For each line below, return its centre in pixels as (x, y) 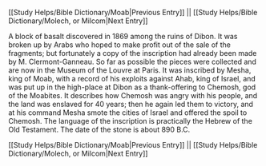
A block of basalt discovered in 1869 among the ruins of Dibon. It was (123, 36)
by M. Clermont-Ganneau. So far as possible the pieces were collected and (132, 61)
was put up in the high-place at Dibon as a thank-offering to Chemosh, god (132, 87)
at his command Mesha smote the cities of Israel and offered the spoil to (128, 113)
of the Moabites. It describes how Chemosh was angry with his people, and (133, 95)
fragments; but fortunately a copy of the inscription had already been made (133, 53)
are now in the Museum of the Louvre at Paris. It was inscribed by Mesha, (130, 70)
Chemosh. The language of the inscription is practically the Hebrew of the (130, 121)
